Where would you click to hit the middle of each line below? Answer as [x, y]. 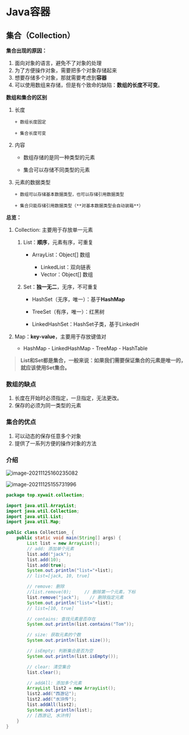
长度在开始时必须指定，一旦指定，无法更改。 [68, 398]
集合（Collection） [40, 35]
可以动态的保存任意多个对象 [48, 436]
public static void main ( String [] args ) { [69, 538]
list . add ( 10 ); [44, 559]
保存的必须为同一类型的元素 [48, 406]
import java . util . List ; [35, 516]
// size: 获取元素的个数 [54, 635]
